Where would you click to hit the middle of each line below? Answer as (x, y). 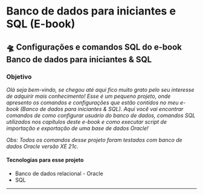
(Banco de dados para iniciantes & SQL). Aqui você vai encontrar (102, 109)
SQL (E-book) (41, 24)
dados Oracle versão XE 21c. (42, 146)
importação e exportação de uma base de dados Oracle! (78, 128)
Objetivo (19, 77)
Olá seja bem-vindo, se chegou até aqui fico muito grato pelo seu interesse (100, 89)
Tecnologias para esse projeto (45, 160)
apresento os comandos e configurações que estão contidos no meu (93, 102)
